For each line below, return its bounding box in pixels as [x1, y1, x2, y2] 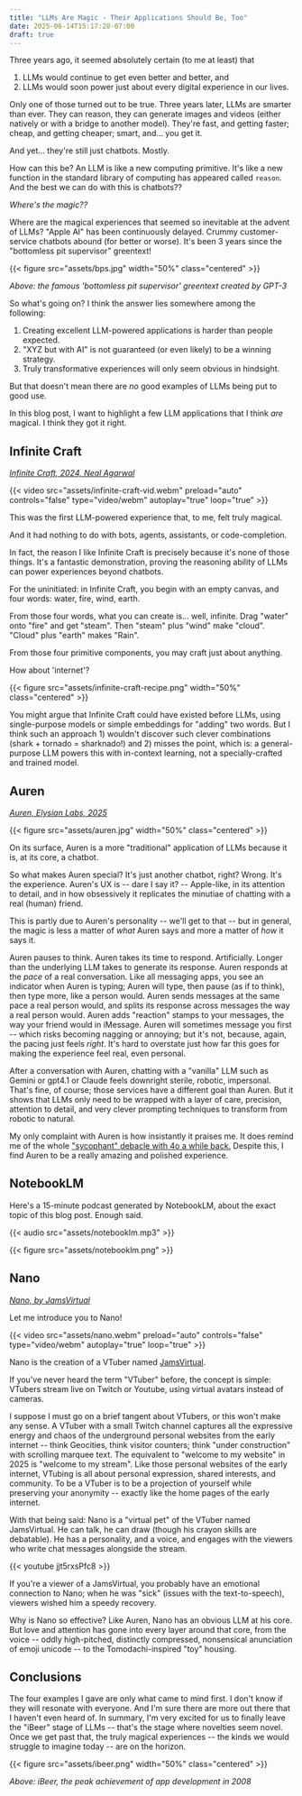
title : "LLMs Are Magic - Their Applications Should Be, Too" [9, 13, 248, 23]
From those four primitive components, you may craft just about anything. [9, 647, 283, 658]
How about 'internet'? [9, 664, 90, 676]
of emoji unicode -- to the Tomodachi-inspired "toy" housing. [9, 1643, 237, 1654]
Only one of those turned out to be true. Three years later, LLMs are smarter [9, 99, 292, 110]
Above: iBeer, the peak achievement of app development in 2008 [9, 1776, 252, 1787]
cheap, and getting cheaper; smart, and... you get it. [9, 128, 203, 139]
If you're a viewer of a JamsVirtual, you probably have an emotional [9, 1578, 260, 1589]
